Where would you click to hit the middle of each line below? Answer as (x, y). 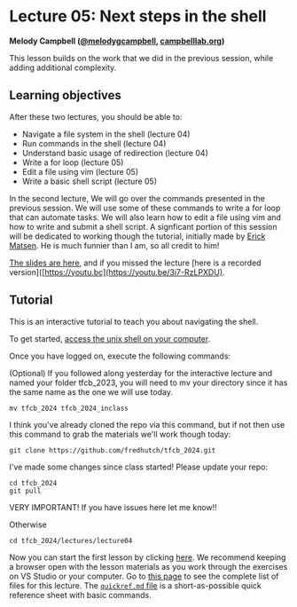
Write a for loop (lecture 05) (73, 162)
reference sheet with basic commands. (81, 595)
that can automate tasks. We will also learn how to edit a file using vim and (145, 217)
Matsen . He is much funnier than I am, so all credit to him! (114, 245)
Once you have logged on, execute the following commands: (120, 356)
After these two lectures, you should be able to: (96, 116)
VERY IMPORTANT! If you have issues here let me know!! (113, 507)
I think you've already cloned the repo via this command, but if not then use (147, 424)
